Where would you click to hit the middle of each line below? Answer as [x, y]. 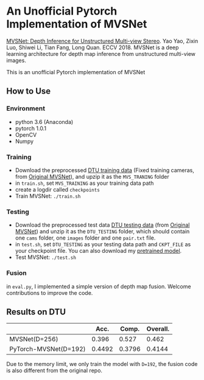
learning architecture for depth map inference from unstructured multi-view [101, 54]
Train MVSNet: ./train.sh [48, 196]
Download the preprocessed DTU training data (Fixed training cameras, [105, 170]
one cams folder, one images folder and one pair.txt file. [85, 238]
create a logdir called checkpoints [58, 189]
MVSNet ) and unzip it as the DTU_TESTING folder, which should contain [102, 232]
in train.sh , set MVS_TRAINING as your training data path [84, 183]
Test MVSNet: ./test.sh [45, 257]
